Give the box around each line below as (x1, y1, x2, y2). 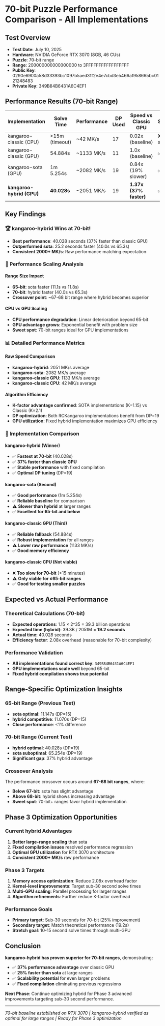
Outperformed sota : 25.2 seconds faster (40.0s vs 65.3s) (12, 243, 130, 249)
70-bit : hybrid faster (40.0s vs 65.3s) (12, 289, 88, 295)
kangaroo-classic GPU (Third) (5, 520, 67, 527)
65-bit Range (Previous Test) (5, 700, 76, 706)
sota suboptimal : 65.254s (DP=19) (12, 750, 83, 756)
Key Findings (5, 210, 46, 218)
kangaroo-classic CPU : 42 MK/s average (12, 380, 97, 386)
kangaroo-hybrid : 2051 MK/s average (12, 364, 89, 370)
